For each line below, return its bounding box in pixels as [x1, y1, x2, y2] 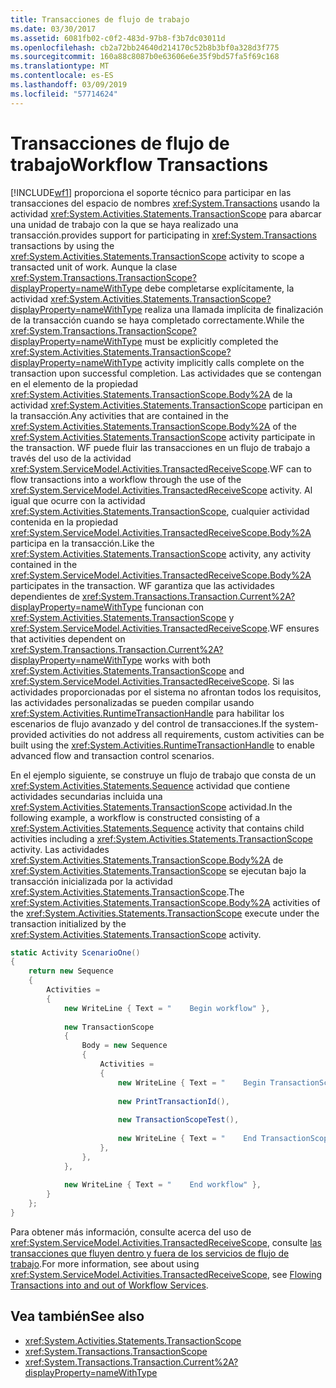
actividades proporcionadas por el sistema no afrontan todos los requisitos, [10, 686, 322, 698]
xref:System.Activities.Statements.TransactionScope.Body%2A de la [10, 388, 293, 400]
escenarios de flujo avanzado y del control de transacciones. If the [10, 717, 283, 730]
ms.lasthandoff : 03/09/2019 [10, 80, 128, 90]
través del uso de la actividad [10, 452, 132, 464]
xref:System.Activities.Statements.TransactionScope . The [10, 886, 245, 898]
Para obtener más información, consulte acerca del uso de [10, 1226, 252, 1238]
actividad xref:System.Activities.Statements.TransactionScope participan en [10, 399, 324, 411]
